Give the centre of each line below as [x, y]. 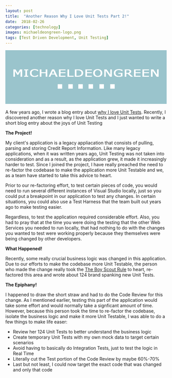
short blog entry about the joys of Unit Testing [54, 123]
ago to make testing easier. [34, 207]
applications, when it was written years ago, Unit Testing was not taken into [85, 154]
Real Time [23, 353]
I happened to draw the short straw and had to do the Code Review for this [84, 295]
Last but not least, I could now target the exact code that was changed [87, 364]
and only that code [33, 370]
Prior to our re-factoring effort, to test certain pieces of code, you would [81, 185]
